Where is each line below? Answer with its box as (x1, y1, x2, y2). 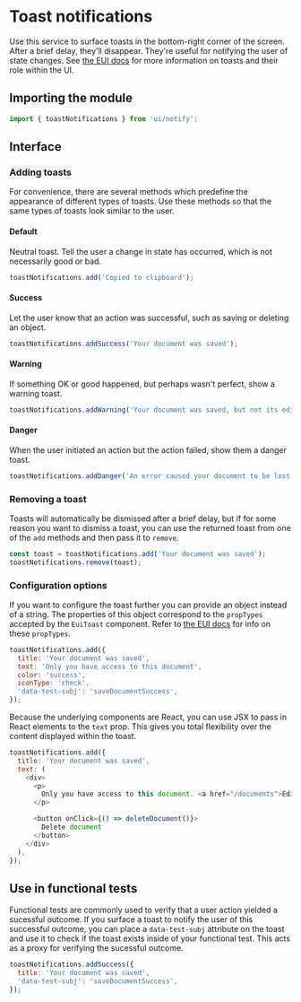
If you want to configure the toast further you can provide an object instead (9, 599, 288, 610)
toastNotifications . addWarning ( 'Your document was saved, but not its (9, 405, 279, 414)
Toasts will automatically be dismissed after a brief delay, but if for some (9, 513, 277, 524)
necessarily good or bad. (9, 256, 101, 266)
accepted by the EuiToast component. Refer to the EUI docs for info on (9, 618, 271, 629)
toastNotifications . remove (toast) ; (9, 558, 142, 567)
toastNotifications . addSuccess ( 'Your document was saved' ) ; (9, 339, 239, 348)
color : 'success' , (17, 670, 87, 679)
